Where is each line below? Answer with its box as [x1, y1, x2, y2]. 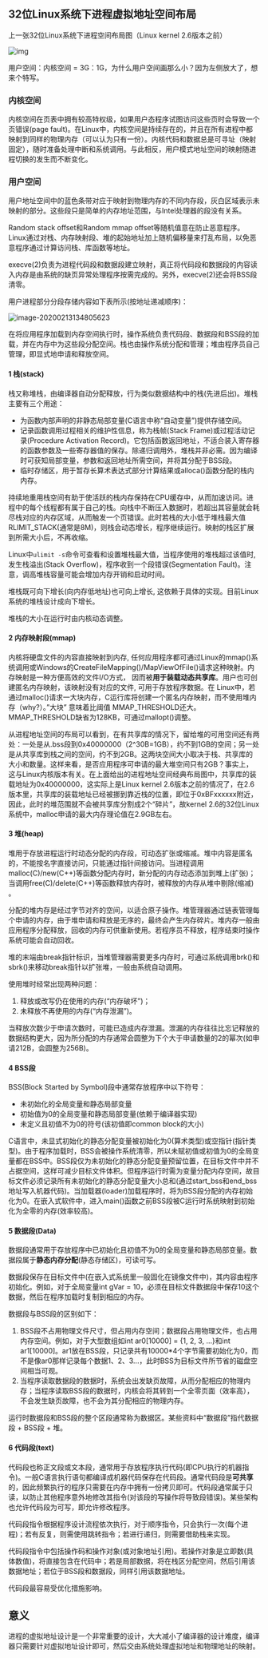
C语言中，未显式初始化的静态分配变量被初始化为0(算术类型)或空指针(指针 [8, 1136, 250, 1146]
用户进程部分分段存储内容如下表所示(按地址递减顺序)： [8, 297, 189, 306]
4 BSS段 [8, 1062, 36, 1073]
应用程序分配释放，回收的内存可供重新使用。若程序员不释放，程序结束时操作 [8, 926, 260, 935]
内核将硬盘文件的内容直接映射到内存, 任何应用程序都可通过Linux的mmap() [8, 652, 251, 662]
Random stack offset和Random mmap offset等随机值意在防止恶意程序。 [8, 223, 245, 233]
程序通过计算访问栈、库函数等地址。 [14, 243, 134, 253]
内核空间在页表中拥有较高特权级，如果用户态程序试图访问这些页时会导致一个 [8, 114, 260, 124]
